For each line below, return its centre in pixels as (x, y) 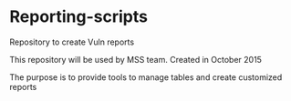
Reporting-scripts (79, 17)
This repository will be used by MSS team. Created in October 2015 (136, 59)
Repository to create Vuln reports (72, 42)
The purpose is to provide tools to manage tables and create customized (146, 77)
